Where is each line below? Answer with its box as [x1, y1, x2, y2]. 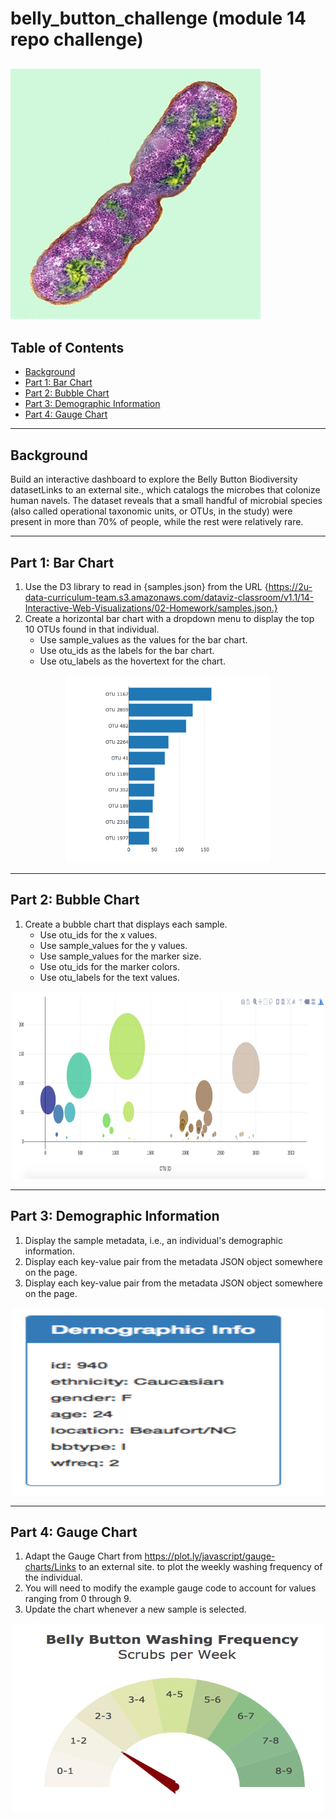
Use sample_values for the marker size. [39, 950, 202, 962]
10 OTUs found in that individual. [24, 623, 160, 636]
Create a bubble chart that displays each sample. [24, 918, 228, 930]
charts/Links [24, 1561, 77, 1573]
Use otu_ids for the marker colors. [39, 960, 180, 972]
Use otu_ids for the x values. [39, 928, 158, 941]
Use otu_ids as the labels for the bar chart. [39, 645, 215, 657]
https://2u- [268, 581, 313, 593]
